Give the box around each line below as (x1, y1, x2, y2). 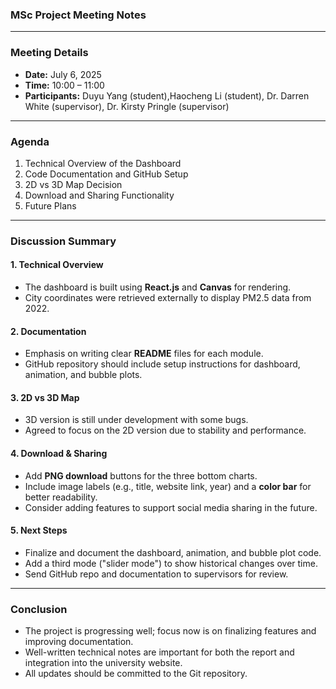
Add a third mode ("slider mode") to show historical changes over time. (24, 557, 318, 569)
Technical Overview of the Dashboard (24, 157, 182, 169)
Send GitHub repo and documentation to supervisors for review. (24, 568, 289, 580)
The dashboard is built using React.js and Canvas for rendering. (24, 281, 292, 293)
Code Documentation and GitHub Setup (24, 168, 189, 180)
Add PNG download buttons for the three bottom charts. (24, 469, 258, 482)
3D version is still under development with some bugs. (24, 414, 249, 426)
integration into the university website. (24, 657, 183, 669)
